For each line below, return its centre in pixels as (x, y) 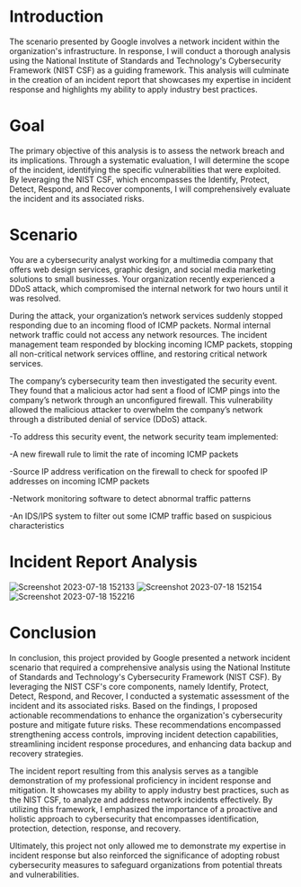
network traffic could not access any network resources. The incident (138, 334)
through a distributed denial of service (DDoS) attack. (108, 419)
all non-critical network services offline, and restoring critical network (138, 354)
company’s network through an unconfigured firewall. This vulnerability (141, 400)
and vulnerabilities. (44, 874)
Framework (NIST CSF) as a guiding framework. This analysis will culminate (150, 70)
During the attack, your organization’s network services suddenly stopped (146, 315)
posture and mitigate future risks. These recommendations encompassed (145, 724)
